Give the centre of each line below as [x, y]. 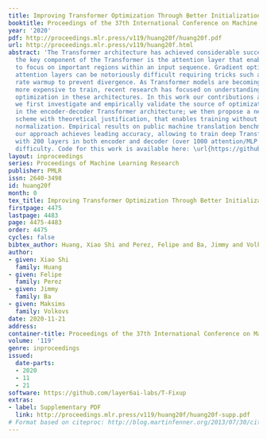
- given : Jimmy [33, 289]
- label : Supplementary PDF [55, 408]
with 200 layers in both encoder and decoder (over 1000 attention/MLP [137, 141]
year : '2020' [30, 30]
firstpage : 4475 [35, 208]
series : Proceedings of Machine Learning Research [94, 164]
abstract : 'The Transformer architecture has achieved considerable [124, 52]
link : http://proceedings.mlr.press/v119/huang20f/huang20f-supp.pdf [133, 415]
